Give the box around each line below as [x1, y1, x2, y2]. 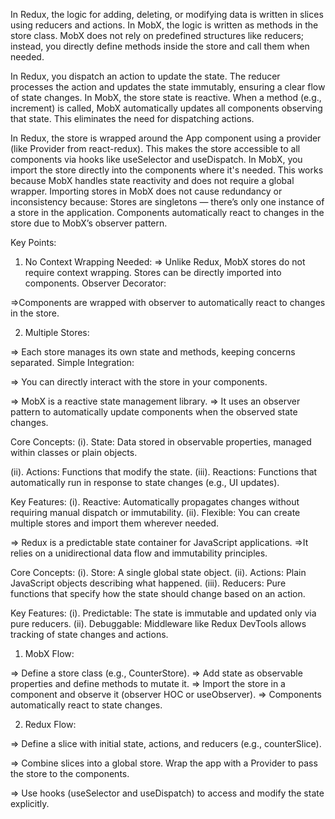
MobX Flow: [24, 648, 75, 659]
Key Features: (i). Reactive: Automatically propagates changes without [10, 496, 300, 508]
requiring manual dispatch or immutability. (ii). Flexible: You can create [10, 507, 301, 518]
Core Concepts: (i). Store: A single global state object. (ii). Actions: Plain [10, 567, 307, 578]
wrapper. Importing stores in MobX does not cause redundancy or [10, 185, 283, 197]
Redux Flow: [24, 719, 77, 730]
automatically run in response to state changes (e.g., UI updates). [10, 477, 280, 488]
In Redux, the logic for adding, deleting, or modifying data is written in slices [10, 9, 324, 20]
